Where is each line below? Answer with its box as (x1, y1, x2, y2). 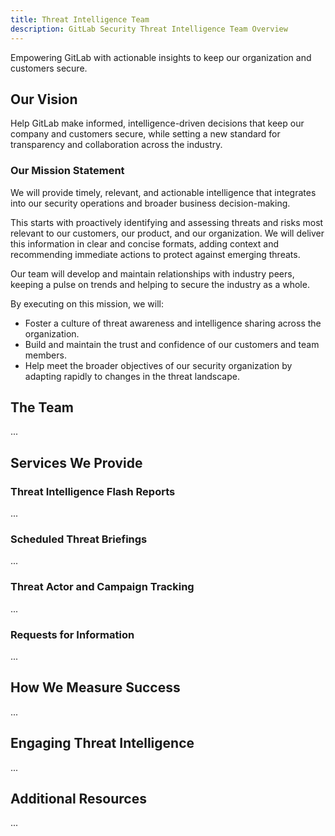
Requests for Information (10, 627, 135, 641)
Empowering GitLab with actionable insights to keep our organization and (10, 51, 312, 63)
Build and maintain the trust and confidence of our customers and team (24, 338, 320, 350)
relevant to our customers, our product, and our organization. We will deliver (10, 227, 325, 239)
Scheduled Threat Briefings (10, 532, 148, 546)
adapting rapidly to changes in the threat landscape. (24, 370, 241, 382)
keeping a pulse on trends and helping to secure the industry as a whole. (10, 278, 310, 290)
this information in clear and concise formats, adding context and (10, 237, 280, 250)
